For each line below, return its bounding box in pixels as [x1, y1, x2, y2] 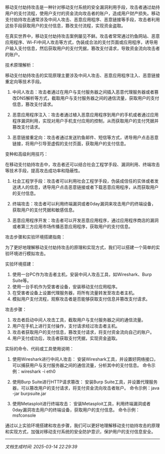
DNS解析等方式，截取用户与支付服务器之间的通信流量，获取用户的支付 [16, 95, 160, 101]
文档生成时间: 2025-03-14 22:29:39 [5, 444, 78, 450]
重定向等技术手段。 [5, 79, 44, 85]
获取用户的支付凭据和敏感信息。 [12, 207, 77, 213]
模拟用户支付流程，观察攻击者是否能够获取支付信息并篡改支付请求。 [12, 296, 150, 302]
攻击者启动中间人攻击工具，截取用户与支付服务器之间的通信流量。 [12, 317, 146, 323]
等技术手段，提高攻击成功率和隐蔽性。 [5, 168, 82, 173]
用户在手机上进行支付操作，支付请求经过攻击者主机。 [12, 323, 120, 329]
